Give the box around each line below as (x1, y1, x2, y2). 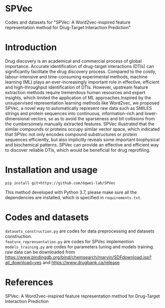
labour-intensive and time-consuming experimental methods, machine (5, 73, 148, 79)
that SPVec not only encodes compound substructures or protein (5, 131, 137, 137)
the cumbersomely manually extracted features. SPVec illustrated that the (5, 121, 155, 127)
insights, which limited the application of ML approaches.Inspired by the (5, 95, 151, 101)
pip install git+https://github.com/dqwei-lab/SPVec (5, 180, 116, 185)
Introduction (5, 42, 57, 53)
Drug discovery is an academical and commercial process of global (5, 58, 142, 64)
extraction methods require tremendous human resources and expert (5, 89, 145, 95)
